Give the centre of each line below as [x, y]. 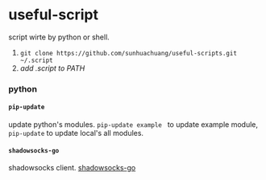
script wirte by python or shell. [59, 37]
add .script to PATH [52, 68]
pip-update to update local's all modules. [76, 133]
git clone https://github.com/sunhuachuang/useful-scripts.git [129, 53]
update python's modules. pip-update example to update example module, [133, 125]
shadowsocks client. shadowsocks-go [72, 168]
